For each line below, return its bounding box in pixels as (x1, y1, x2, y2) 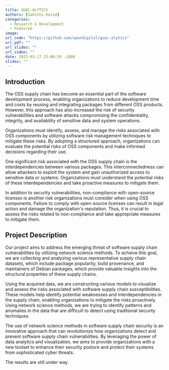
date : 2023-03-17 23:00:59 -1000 (5, 54, 75, 59)
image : (5, 31, 19, 36)
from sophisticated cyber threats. (5, 349, 74, 355)
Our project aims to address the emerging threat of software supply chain (5, 244, 157, 250)
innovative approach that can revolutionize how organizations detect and (5, 328, 156, 334)
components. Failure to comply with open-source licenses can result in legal (5, 200, 163, 206)
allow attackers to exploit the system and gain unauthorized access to (5, 169, 150, 175)
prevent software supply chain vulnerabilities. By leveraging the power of (5, 333, 157, 339)
